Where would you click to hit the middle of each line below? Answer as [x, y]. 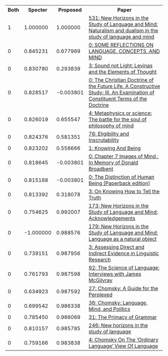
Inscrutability [103, 140]
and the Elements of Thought [122, 72]
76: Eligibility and [108, 134]
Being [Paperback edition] [119, 183]
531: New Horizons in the [118, 18]
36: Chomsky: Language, [118, 303]
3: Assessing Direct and [116, 247]
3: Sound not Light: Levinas [120, 66]
